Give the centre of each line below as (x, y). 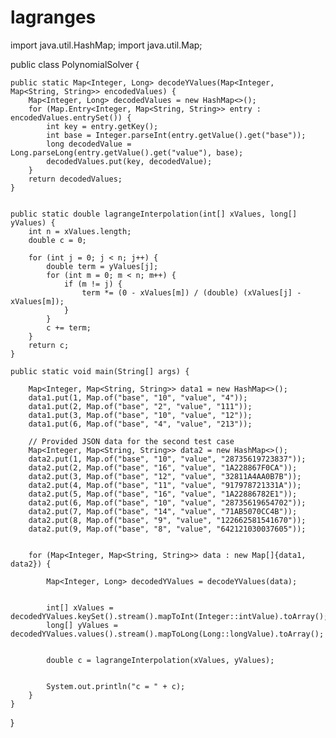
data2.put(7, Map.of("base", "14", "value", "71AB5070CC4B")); (163, 511)
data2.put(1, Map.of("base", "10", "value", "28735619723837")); (167, 459)
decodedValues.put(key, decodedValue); (129, 161)
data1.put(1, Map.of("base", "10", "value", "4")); (138, 397)
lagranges (53, 17)
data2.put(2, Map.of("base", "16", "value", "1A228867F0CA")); (163, 467)
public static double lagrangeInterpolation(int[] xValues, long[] (154, 214)
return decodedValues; (75, 179)
